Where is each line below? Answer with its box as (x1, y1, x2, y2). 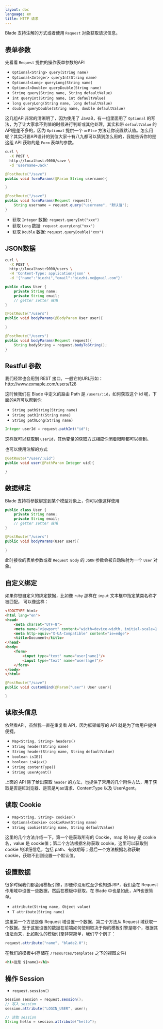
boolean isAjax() (12, 759, 48, 764)
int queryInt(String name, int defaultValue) (12, 96, 106, 101)
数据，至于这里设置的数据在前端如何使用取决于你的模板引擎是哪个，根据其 (9, 925, 158, 931)
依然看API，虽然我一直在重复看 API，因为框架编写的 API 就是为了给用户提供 (5, 722, 157, 728)
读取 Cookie (5, 801, 41, 809)
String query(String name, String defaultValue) (12, 91, 113, 96)
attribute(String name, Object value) (12, 905, 91, 909)
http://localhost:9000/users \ (9, 267, 73, 272)
